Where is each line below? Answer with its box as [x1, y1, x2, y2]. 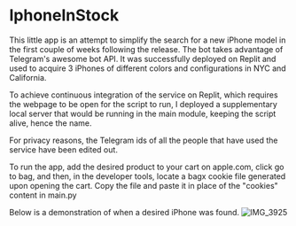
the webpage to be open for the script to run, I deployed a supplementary [9, 98, 277, 109]
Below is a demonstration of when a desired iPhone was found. [9, 207, 240, 217]
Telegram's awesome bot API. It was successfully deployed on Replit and [9, 53, 277, 64]
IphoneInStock [9, 5, 120, 26]
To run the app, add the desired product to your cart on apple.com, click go [9, 161, 284, 172]
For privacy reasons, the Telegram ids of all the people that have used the [9, 135, 278, 145]
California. [9, 72, 47, 82]
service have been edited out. [9, 144, 118, 155]
